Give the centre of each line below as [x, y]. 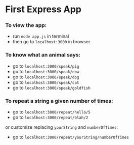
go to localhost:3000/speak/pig [46, 66]
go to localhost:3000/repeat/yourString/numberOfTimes [71, 137]
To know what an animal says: [43, 55]
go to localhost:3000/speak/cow [46, 71]
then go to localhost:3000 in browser [51, 42]
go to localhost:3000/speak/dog [46, 77]
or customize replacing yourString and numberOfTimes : [61, 127]
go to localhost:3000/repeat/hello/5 [52, 112]
